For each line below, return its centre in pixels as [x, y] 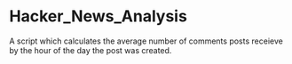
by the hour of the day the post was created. [91, 50]
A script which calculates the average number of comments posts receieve [146, 41]
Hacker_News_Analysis [99, 16]
